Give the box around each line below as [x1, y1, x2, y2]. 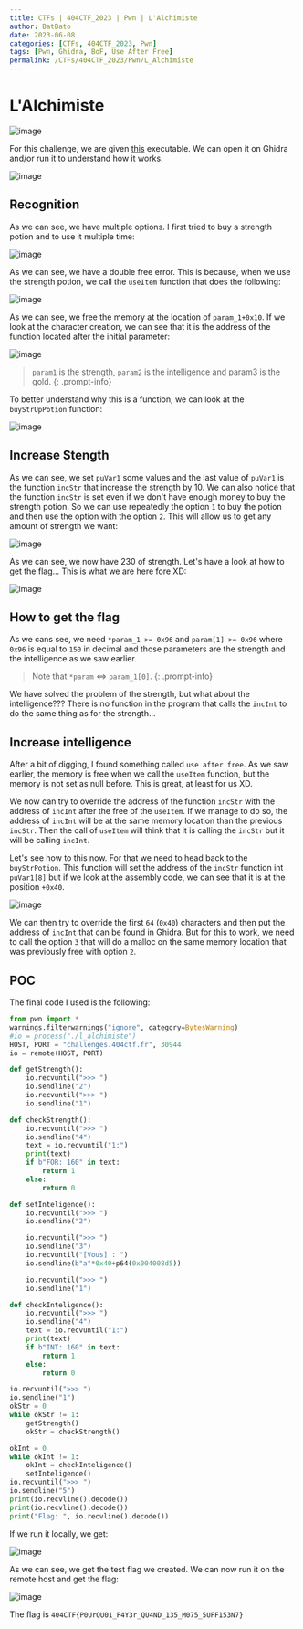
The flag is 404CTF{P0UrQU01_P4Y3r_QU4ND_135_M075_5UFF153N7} [9, 1609, 244, 1620]
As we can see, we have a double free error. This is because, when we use [9, 266, 291, 277]
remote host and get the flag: [9, 1573, 119, 1584]
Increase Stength [9, 448, 110, 463]
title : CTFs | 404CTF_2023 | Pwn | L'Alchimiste [9, 13, 198, 23]
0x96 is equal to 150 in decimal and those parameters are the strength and [9, 643, 286, 654]
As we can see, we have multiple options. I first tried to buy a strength [9, 221, 272, 232]
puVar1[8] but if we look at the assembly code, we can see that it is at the [9, 872, 286, 883]
